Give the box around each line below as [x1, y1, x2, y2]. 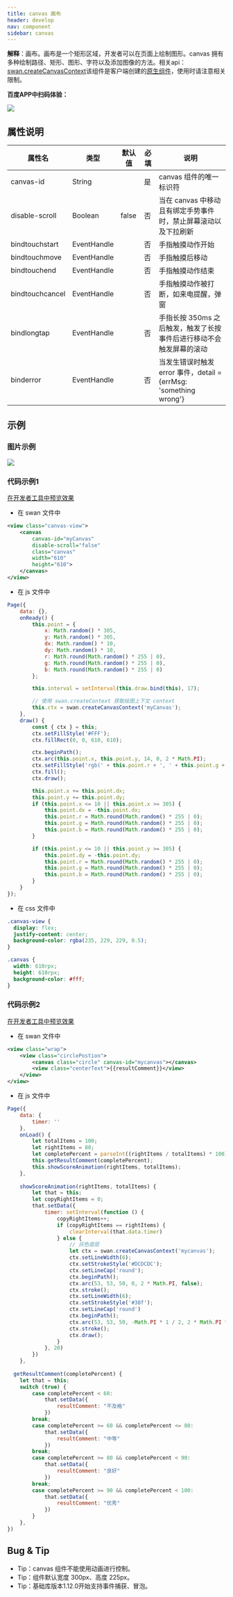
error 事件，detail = [158, 368, 222, 378]
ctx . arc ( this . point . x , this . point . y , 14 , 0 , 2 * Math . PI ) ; [32, 755, 207, 762]
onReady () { [19, 614, 54, 621]
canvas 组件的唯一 [158, 172, 219, 182]
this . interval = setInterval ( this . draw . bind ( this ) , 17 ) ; [32, 685, 200, 692]
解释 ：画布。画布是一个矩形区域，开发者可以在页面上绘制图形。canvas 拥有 [7, 49, 224, 58]
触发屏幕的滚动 [158, 344, 208, 354]
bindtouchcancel [10, 289, 66, 299]
